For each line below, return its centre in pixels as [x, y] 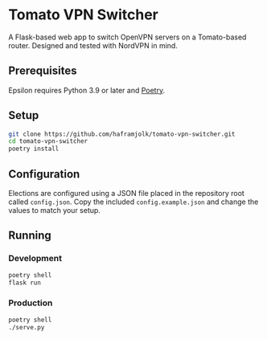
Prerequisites [43, 71]
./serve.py [27, 327]
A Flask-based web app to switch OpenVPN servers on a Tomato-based [127, 37]
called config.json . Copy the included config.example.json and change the [133, 202]
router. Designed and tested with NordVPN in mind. [93, 45]
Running [30, 236]
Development [35, 259]
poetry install [34, 149]
